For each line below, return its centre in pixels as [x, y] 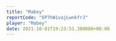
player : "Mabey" [27, 23]
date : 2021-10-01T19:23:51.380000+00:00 [58, 29]
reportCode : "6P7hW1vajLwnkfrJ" [47, 17]
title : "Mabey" [26, 12]
